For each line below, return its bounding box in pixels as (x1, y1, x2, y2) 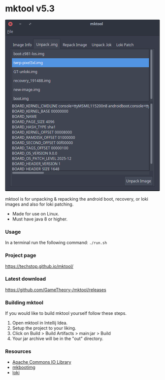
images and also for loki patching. (5, 201, 74, 207)
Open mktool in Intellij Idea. (12, 320, 68, 326)
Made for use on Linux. (12, 211, 60, 216)
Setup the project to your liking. (12, 325, 76, 331)
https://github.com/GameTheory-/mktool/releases (5, 287, 107, 293)
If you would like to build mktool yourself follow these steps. (5, 310, 127, 316)
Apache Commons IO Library (12, 359, 71, 365)
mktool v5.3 (5, 3, 55, 14)
